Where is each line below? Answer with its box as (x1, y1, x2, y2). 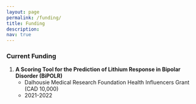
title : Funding (6, 20, 45, 26)
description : (6, 26, 40, 32)
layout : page (6, 9, 40, 15)
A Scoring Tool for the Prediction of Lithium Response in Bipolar (15, 65, 181, 73)
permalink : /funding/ (6, 15, 62, 21)
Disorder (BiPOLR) (15, 72, 63, 80)
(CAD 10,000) (24, 85, 59, 92)
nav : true (6, 32, 32, 38)
